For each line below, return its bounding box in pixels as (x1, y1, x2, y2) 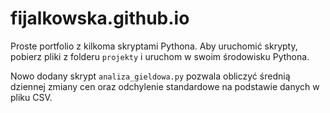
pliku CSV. (10, 91, 53, 103)
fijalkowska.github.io (10, 7, 190, 30)
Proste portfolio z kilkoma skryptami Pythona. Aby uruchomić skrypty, (10, 40, 298, 52)
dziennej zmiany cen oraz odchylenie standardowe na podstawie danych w (10, 80, 320, 92)
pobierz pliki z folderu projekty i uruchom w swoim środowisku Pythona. (10, 50, 310, 62)
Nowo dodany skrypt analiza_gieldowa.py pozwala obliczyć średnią (10, 70, 291, 82)
